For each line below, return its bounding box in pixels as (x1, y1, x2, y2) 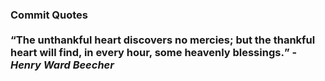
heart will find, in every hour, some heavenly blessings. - (10, 45, 298, 59)
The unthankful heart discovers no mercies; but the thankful (15, 33, 316, 47)
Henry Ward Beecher (10, 58, 115, 72)
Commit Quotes (10, 8, 88, 22)
